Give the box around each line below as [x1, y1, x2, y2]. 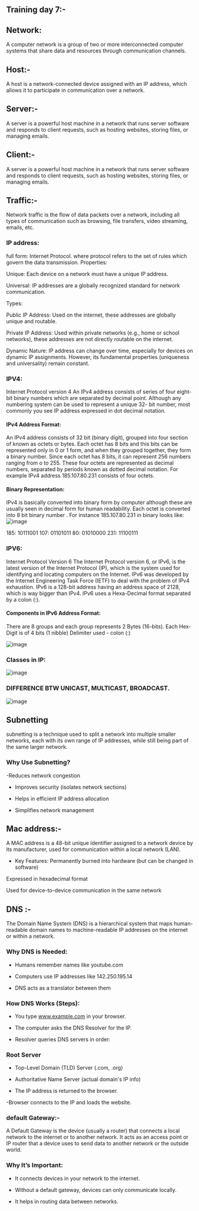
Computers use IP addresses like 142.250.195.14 [14, 972, 132, 980]
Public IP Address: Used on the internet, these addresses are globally [6, 311, 176, 318]
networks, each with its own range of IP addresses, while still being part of [6, 737, 189, 744]
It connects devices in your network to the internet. [14, 1175, 140, 1182]
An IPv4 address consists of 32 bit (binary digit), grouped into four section [6, 434, 188, 441]
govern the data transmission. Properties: [6, 259, 108, 266]
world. [6, 1146, 22, 1153]
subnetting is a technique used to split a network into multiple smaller [6, 730, 176, 738]
